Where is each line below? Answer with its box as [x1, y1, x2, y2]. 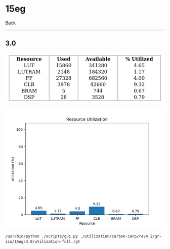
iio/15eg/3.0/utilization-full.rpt [5, 239, 80, 244]
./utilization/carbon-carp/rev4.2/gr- [80, 234, 162, 239]
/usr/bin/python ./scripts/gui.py [5, 234, 78, 239]
